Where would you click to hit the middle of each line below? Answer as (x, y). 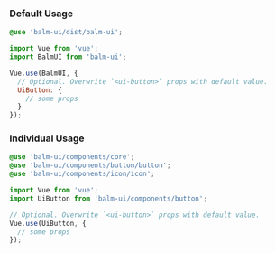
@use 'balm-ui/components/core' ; (72, 157)
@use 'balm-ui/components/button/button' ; (90, 165)
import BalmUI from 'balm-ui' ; (68, 57)
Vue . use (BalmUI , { (44, 73)
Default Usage (41, 14)
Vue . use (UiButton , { (48, 223)
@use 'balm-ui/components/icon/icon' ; (82, 174)
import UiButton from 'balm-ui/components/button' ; (108, 198)
